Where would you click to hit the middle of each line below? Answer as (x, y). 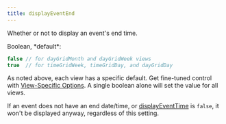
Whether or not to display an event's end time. (73, 33)
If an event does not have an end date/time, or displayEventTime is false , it (113, 106)
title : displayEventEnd (41, 13)
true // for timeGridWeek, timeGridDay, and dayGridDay (90, 65)
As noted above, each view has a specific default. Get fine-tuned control (110, 78)
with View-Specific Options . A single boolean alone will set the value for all (113, 86)
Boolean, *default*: (34, 46)
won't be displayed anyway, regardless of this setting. (83, 113)
